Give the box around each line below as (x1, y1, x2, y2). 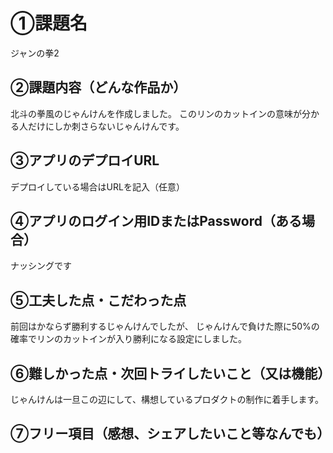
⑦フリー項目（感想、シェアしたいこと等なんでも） (10, 425, 331, 443)
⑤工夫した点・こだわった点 (10, 292, 187, 309)
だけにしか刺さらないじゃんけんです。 (27, 120, 185, 132)
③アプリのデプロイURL (10, 152, 160, 169)
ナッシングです (10, 260, 72, 272)
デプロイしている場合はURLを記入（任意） (10, 180, 185, 193)
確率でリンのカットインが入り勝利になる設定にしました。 (10, 333, 247, 345)
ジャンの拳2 (10, 47, 60, 59)
